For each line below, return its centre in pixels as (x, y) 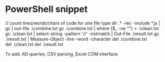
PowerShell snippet (46, 9)
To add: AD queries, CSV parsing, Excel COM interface (62, 54)
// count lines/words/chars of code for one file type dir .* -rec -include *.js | (83, 23)
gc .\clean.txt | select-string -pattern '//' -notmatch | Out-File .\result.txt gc (82, 33)
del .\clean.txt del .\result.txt (34, 44)
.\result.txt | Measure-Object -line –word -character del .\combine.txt (76, 39)
